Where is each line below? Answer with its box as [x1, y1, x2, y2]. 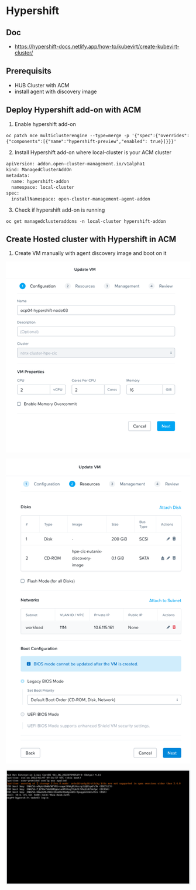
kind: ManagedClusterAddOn [6, 167, 72, 172]
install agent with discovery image [14, 88, 97, 95]
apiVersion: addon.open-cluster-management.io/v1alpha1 [6, 161, 145, 167]
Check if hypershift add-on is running [14, 206, 105, 213]
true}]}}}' [150, 138, 177, 144]
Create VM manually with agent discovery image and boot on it [14, 250, 167, 257]
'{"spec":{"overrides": [131, 133, 190, 138]
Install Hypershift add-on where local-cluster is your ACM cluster [14, 148, 171, 156]
